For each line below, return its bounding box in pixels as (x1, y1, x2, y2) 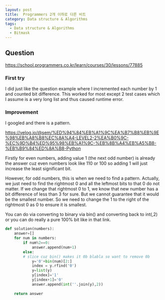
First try (5, 74, 25, 81)
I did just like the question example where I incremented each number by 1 (5, 86, 157, 92)
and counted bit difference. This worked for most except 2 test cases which (5, 91, 161, 97)
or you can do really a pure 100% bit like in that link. (5, 217, 111, 223)
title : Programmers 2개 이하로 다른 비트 (5, 12, 86, 17)
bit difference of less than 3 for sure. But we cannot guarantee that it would (5, 191, 159, 197)
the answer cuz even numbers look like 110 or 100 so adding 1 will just (5, 160, 148, 167)
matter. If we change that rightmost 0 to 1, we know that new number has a (5, 186, 158, 192)
